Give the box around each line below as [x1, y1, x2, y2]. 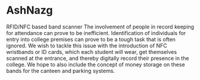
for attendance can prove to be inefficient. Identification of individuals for [6, 29, 186, 36]
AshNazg [6, 4, 53, 17]
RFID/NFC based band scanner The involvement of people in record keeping [6, 23, 195, 30]
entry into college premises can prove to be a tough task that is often [6, 36, 176, 43]
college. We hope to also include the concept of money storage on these [6, 60, 185, 68]
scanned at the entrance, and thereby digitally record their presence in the [6, 55, 189, 62]
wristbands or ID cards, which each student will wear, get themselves [6, 48, 177, 55]
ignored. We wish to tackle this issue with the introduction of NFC [6, 42, 167, 49]
